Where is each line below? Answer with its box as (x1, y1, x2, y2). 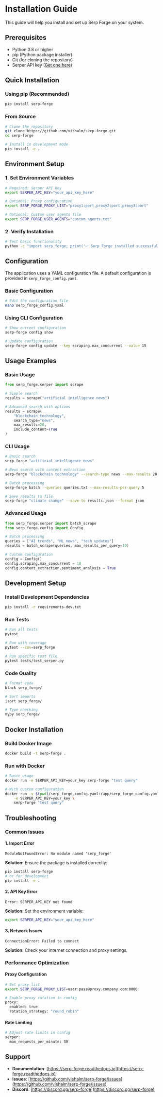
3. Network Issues (5, 928, 43, 934)
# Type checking (5, 707, 38, 713)
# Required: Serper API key (5, 186, 62, 191)
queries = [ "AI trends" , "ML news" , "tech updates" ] (5, 539, 114, 544)
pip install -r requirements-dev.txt (5, 605, 81, 609)
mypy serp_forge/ (5, 712, 40, 717)
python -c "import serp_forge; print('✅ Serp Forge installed (5, 244, 134, 249)
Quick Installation (5, 76, 60, 85)
